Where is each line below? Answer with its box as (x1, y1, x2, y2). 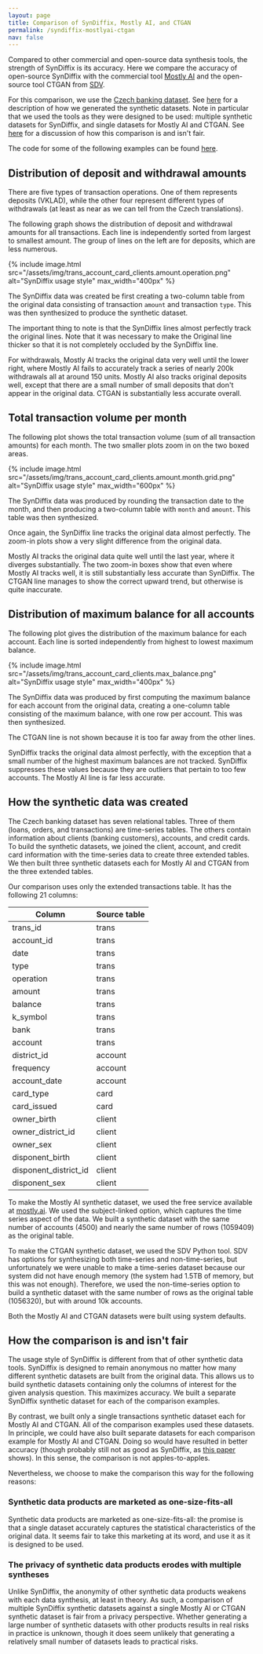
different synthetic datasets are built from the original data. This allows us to (8, 1371, 254, 1381)
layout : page (8, 11, 51, 20)
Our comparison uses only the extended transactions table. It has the (8, 881, 232, 891)
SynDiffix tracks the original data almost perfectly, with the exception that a (8, 748, 252, 757)
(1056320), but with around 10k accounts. (8, 1296, 143, 1305)
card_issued (12, 1100, 57, 1111)
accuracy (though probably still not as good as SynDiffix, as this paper (8, 1445, 236, 1455)
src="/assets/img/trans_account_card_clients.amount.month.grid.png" (8, 472, 236, 481)
